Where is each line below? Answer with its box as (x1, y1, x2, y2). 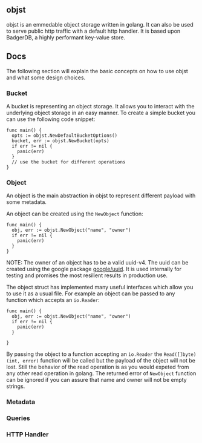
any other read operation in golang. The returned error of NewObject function (6, 370, 197, 377)
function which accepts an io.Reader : (6, 297, 100, 304)
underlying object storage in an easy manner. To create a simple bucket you (6, 109, 195, 116)
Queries (6, 414, 30, 422)
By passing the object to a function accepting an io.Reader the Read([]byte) (6, 350, 197, 358)
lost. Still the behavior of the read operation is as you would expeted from (6, 363, 189, 371)
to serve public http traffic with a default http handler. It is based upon (6, 27, 181, 34)
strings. (6, 382, 25, 390)
